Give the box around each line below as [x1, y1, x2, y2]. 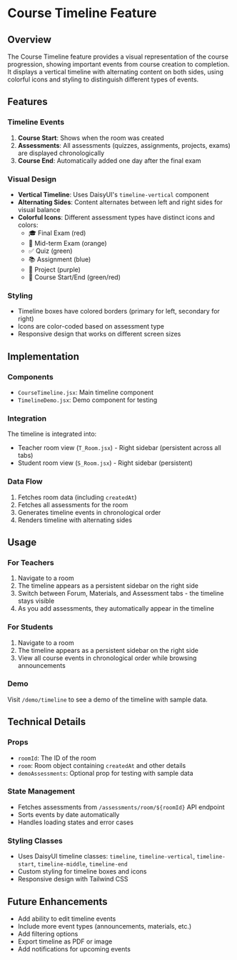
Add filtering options [17, 929, 79, 938]
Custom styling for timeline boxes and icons [17, 867, 147, 876]
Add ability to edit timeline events [17, 914, 116, 923]
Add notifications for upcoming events [17, 944, 131, 953]
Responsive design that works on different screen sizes [17, 330, 181, 339]
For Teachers [7, 557, 55, 567]
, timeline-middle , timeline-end [34, 859, 128, 869]
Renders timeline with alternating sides [17, 516, 132, 524]
